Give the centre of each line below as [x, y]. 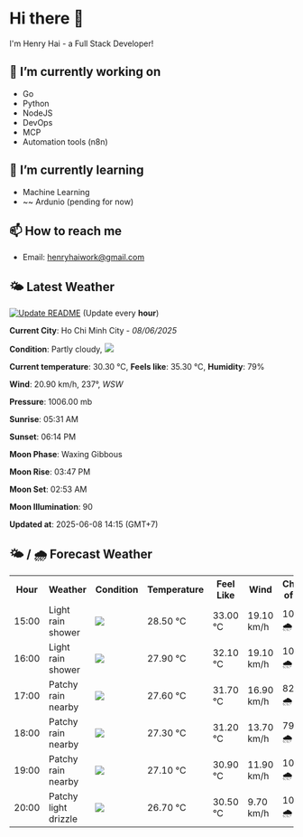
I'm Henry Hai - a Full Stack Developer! [82, 43]
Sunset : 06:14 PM [43, 437]
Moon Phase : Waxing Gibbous [66, 455]
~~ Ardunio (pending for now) [78, 202]
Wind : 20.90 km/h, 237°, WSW [66, 384]
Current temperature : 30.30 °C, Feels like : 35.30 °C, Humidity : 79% [137, 367]
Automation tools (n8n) [65, 141]
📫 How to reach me [66, 231]
